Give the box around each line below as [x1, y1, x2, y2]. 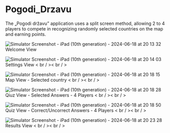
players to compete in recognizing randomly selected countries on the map [5, 25, 163, 31]
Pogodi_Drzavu [5, 4, 72, 15]
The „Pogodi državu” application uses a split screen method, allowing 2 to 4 [5, 20, 165, 26]
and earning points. [5, 31, 46, 37]
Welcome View [5, 46, 37, 52]
